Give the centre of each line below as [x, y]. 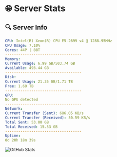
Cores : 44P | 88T [23, 50]
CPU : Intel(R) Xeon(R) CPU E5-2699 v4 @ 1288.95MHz [58, 41]
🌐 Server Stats [35, 9]
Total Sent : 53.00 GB [27, 122]
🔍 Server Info [26, 27]
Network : [14, 109]
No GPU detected [21, 100]
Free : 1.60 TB [19, 86]
